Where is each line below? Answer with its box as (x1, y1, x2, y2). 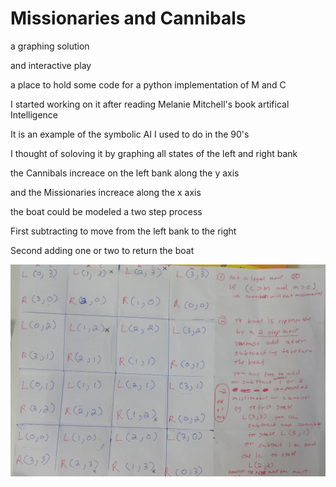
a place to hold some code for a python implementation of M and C (10, 78, 287, 91)
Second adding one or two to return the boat (10, 244, 195, 256)
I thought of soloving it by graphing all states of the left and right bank (10, 147, 298, 159)
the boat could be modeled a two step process (10, 205, 203, 217)
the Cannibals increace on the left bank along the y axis (10, 167, 240, 179)
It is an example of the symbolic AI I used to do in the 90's (10, 128, 250, 140)
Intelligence (10, 108, 58, 121)
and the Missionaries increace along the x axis (10, 186, 202, 198)
